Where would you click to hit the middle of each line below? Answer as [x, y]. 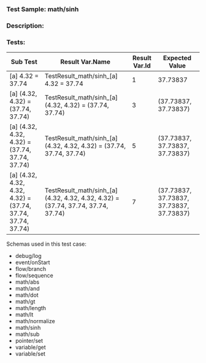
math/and [27, 289]
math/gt [25, 302]
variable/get [30, 347]
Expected [177, 58]
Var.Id [142, 66]
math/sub [27, 334]
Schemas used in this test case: [47, 244]
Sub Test [24, 62]
